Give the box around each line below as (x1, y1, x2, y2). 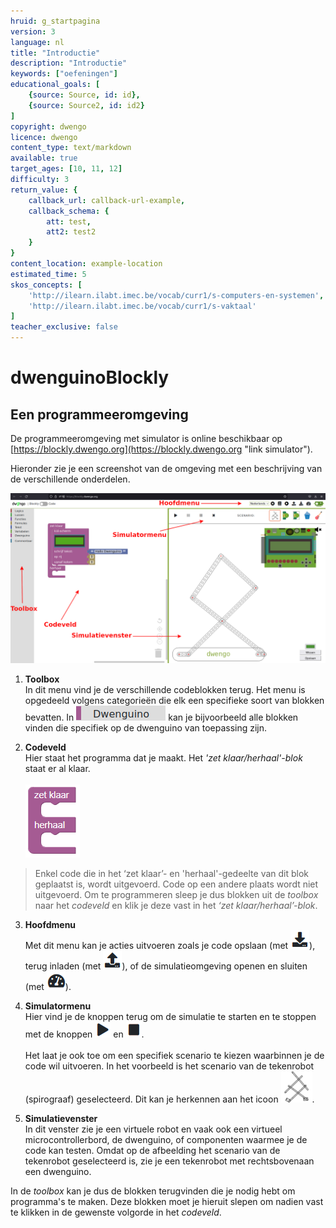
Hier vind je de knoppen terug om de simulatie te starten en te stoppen (24, 1010, 317, 1022)
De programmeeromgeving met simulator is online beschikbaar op (10, 433, 283, 444)
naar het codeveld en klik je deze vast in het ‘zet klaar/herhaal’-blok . (34, 899, 318, 911)
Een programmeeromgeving (10, 406, 189, 423)
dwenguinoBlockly (10, 366, 170, 389)
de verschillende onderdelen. (10, 473, 131, 485)
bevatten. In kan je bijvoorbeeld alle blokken (24, 711, 299, 723)
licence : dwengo (10, 132, 78, 142)
